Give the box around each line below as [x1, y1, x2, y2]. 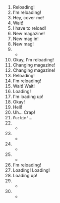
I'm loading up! [12, 94, 44, 100]
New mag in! [12, 36, 39, 42]
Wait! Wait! [12, 83, 35, 89]
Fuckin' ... [12, 115, 33, 120]
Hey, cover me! [12, 15, 44, 20]
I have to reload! [12, 25, 46, 31]
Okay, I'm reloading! [12, 57, 54, 62]
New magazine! [12, 31, 45, 36]
